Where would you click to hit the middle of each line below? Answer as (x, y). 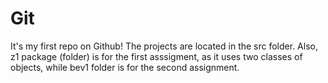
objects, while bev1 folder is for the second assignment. (125, 67)
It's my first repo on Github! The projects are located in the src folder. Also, (164, 46)
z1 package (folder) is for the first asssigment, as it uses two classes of (156, 56)
